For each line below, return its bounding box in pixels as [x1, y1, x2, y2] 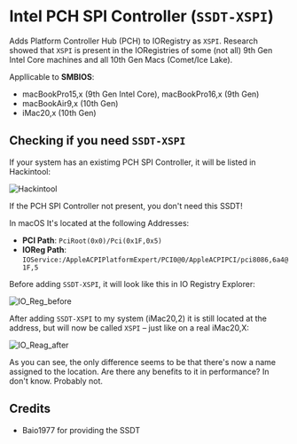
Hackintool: [9, 166, 51, 176]
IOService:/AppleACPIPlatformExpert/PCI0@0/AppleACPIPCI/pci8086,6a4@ [21, 255, 289, 264]
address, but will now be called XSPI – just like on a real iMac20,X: [9, 322, 250, 333]
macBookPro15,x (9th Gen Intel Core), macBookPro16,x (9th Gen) [21, 89, 260, 99]
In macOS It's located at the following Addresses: [9, 217, 190, 228]
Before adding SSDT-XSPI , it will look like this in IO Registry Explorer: [9, 278, 255, 289]
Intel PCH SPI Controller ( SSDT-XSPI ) [9, 6, 274, 27]
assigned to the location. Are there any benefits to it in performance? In [9, 366, 270, 377]
